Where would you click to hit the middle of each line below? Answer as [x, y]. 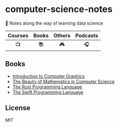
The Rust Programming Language [47, 87]
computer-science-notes [59, 9]
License [18, 108]
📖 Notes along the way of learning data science [54, 23]
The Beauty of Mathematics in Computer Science [64, 81]
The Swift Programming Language [48, 92]
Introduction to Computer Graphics [48, 76]
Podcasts [87, 35]
